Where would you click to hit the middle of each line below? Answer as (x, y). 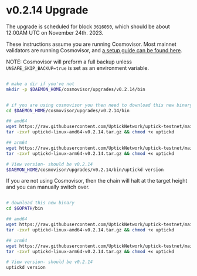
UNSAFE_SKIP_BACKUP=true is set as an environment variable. (78, 68)
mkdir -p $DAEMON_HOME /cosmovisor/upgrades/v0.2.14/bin (76, 89)
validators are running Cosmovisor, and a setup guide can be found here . (94, 50)
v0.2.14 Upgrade (47, 10)
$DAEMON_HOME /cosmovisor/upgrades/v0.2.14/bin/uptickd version (85, 170)
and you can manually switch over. (48, 187)
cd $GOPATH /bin (25, 208)
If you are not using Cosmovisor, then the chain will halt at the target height (97, 181)
